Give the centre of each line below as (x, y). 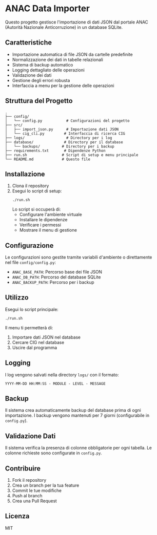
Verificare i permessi (40, 225)
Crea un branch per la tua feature (46, 485)
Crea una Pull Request (34, 501)
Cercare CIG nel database (38, 342)
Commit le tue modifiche (37, 491)
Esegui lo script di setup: (37, 191)
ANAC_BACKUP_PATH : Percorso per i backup (53, 282)
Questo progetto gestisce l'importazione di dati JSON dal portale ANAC (77, 22)
